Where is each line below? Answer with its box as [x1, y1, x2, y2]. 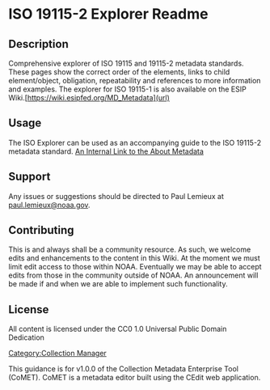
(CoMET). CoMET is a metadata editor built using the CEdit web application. [8, 373, 261, 383]
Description [8, 37, 69, 51]
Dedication [8, 333, 44, 342]
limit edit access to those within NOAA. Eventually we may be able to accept [8, 262, 262, 272]
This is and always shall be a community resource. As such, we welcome [8, 244, 251, 255]
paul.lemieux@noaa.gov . [8, 200, 91, 210]
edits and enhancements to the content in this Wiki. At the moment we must [8, 253, 260, 263]
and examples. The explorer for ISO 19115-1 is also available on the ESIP [8, 84, 247, 94]
